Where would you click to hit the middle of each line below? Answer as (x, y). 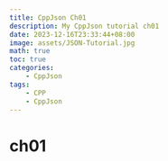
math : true (30, 51)
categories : (32, 68)
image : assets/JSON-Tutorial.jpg (72, 43)
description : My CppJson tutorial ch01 (84, 26)
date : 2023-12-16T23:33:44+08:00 (72, 34)
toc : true (28, 59)
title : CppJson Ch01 (48, 18)
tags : (19, 85)
